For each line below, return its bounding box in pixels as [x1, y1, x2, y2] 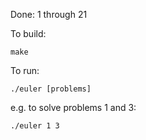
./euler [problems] [10, 84, 92, 94]
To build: [10, 28, 47, 39]
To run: [10, 65, 40, 76]
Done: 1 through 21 [10, 9, 88, 20]
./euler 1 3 [10, 121, 60, 131]
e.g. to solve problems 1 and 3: [10, 102, 137, 113]
